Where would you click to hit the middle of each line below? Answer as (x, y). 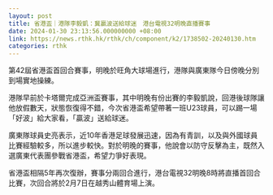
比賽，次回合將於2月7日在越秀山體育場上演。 (84, 183)
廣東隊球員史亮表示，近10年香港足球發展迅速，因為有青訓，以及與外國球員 (133, 136)
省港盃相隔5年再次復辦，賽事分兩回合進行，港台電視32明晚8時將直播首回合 (135, 173)
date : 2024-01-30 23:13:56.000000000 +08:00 (85, 31)
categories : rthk (38, 46)
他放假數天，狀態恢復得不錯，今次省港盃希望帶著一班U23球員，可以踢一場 (133, 108)
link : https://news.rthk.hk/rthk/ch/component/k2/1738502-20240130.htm (132, 39)
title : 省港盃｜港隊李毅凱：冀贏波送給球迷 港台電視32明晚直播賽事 (110, 24)
